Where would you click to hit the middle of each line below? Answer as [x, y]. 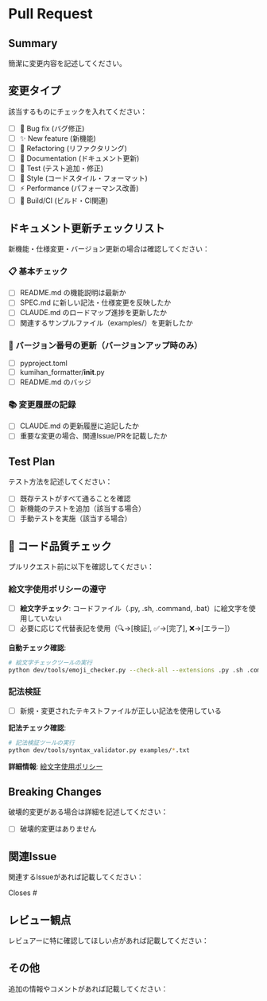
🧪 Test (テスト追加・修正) [62, 169]
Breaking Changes [55, 791]
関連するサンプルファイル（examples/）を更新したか [106, 322]
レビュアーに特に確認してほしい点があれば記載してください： [108, 941]
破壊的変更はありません [58, 829]
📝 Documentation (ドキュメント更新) [79, 158]
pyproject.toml [43, 363]
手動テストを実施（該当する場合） [75, 519]
